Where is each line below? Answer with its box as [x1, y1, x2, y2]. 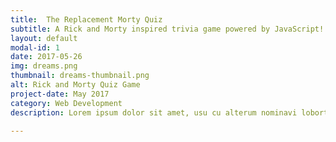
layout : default [10, 33, 78, 43]
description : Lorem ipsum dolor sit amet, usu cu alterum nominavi [10, 107, 298, 118]
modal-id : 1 [10, 42, 60, 53]
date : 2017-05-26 [10, 52, 83, 62]
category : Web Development [10, 98, 123, 108]
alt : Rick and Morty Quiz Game [10, 80, 141, 90]
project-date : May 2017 [10, 89, 110, 99]
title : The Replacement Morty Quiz [10, 14, 163, 25]
